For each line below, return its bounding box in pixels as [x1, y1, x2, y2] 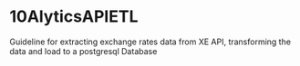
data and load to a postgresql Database [9, 45, 158, 56]
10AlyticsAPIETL [9, 6, 139, 27]
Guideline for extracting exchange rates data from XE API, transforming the [9, 36, 292, 47]
